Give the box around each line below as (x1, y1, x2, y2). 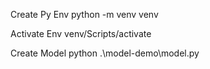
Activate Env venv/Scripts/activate (10, 28, 152, 39)
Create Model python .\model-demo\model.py (10, 47, 200, 59)
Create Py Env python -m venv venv (10, 9, 159, 20)
